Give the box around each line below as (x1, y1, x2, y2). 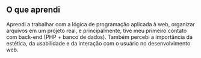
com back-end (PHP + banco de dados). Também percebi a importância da (6, 33, 193, 41)
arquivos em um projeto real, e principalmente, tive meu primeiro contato (6, 27, 187, 34)
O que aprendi (6, 5, 60, 15)
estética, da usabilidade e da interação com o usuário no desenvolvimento (6, 39, 191, 47)
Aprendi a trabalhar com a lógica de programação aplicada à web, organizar (6, 20, 196, 28)
